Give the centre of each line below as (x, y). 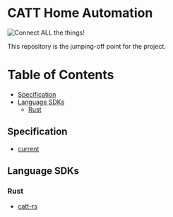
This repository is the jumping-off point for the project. (86, 46)
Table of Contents (61, 75)
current (28, 148)
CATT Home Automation (80, 13)
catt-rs (27, 206)
